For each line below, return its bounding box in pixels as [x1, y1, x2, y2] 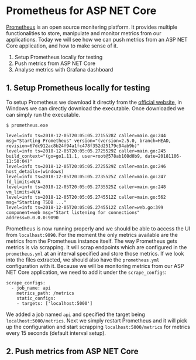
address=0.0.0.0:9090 [6, 215, 59, 220]
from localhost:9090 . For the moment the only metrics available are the [6, 231, 178, 238]
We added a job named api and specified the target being [6, 311, 145, 318]
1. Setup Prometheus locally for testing [6, 83, 150, 93]
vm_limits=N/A [6, 189, 41, 195]
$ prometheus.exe [6, 122, 49, 128]
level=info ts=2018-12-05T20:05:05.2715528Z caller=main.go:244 [6, 133, 166, 138]
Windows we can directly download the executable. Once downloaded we [6, 104, 185, 112]
